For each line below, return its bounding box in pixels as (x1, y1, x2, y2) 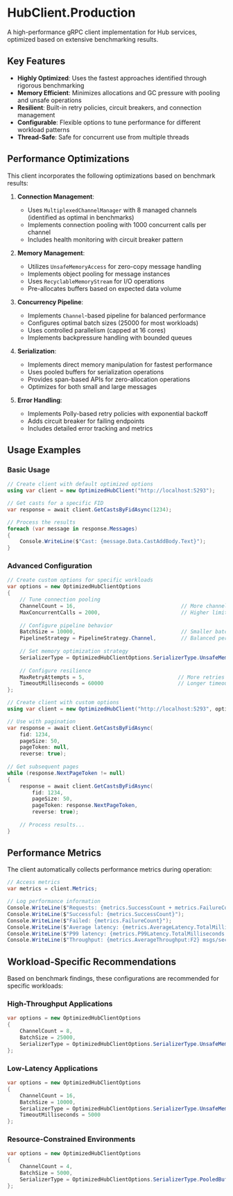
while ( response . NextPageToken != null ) (7, 770, 126, 776)
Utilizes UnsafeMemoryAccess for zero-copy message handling (27, 262, 202, 270)
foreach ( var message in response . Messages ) (7, 525, 138, 532)
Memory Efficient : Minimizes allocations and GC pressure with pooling (17, 88, 221, 97)
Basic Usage (7, 465, 51, 474)
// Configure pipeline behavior (19, 622, 113, 629)
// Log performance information (7, 898, 101, 905)
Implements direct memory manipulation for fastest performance (27, 360, 213, 369)
